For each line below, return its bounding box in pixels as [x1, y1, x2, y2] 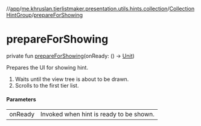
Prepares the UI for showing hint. [6, 64, 89, 71]
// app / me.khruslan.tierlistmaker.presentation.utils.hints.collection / [6, 5, 170, 12]
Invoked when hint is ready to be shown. [40, 110, 155, 119]
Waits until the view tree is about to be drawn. [14, 75, 129, 83]
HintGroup [6, 11, 32, 19]
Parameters [6, 95, 36, 103]
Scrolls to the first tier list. [14, 82, 79, 89]
